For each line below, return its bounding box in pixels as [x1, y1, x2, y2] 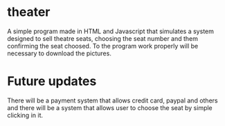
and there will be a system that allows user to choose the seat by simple [7, 103, 213, 111]
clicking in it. [7, 111, 44, 119]
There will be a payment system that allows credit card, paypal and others [7, 96, 218, 105]
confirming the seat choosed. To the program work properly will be [7, 42, 199, 50]
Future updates [7, 73, 97, 89]
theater [7, 4, 51, 20]
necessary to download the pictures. [7, 49, 112, 57]
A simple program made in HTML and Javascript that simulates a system [7, 27, 215, 35]
